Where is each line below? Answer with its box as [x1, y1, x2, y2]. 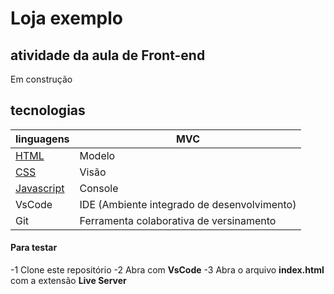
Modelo [79, 148, 116, 162]
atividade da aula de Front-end [10, 47, 206, 64]
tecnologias [10, 102, 86, 119]
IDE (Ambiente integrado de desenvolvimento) [79, 197, 297, 211]
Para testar [10, 242, 58, 254]
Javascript [15, 181, 65, 195]
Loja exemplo [10, 7, 123, 30]
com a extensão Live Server [10, 275, 127, 287]
